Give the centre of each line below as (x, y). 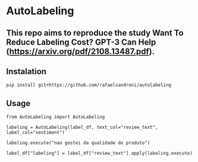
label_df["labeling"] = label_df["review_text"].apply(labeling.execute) (100, 153)
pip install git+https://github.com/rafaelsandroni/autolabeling (89, 85)
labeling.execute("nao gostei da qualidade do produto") (78, 143)
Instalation (26, 72)
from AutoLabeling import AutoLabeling (56, 117)
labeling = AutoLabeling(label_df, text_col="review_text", (82, 128)
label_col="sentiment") (36, 133)
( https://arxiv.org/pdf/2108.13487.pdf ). (81, 51)
